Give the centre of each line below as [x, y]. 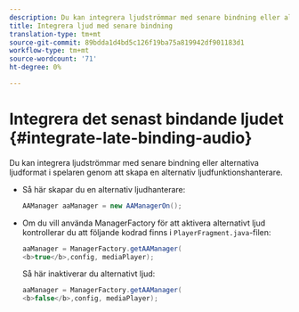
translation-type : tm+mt [55, 34]
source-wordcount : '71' [53, 59]
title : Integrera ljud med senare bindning [91, 26]
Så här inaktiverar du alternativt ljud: [89, 274]
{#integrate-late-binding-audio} [131, 138]
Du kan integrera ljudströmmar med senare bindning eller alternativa [134, 162]
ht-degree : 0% [36, 68]
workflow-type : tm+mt [49, 51]
